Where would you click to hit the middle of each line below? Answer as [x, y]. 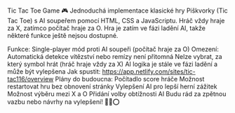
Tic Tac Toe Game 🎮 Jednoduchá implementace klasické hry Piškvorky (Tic [117, 11]
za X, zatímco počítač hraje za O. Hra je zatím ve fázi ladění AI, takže [106, 28]
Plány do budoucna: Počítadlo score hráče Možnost [130, 79]
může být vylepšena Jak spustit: [54, 72]
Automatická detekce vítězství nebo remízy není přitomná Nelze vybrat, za [115, 56]
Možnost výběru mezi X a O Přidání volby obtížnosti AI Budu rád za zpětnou [117, 94]
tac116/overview [31, 79]
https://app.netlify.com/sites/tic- [149, 72]
